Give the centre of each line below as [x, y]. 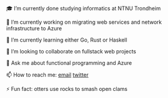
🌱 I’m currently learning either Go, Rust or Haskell [67, 40]
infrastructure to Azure [34, 28]
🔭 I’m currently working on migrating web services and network [84, 22]
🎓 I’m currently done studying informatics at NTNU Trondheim [83, 8]
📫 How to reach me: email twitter [47, 75]
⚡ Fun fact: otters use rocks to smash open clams [67, 89]
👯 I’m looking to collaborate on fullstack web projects [71, 51]
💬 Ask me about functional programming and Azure [69, 63]
